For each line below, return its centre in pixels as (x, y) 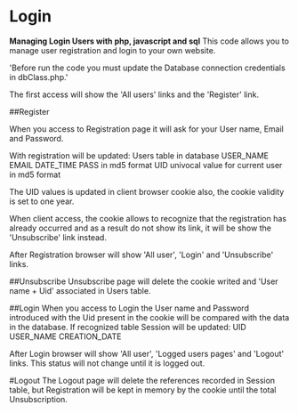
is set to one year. (42, 201)
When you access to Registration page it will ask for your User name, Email (147, 129)
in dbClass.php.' (39, 77)
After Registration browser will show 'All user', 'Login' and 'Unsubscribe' (141, 255)
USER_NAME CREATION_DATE (65, 336)
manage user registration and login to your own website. (113, 50)
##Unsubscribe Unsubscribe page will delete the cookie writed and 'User (144, 281)
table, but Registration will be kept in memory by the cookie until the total (143, 390)
